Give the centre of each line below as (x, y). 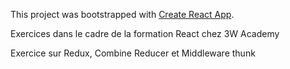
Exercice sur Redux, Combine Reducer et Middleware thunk (133, 53)
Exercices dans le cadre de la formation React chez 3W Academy (145, 33)
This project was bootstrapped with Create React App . (122, 14)
